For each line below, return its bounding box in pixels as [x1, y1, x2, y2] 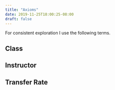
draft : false [5, 16, 32, 21]
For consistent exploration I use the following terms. [5, 30, 111, 36]
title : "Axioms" [5, 7, 38, 12]
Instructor [5, 61, 37, 70]
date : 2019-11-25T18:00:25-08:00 [5, 12, 74, 17]
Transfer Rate [5, 78, 48, 87]
